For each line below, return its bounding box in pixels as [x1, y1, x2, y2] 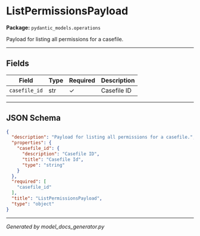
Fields [6, 59, 30, 69]
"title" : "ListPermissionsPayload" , [11, 195, 102, 201]
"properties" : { [11, 140, 52, 146]
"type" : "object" [11, 201, 55, 207]
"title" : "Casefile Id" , [21, 157, 84, 163]
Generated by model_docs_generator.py [6, 223, 105, 230]
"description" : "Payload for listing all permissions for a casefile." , [11, 134, 196, 140]
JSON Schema [6, 113, 61, 123]
